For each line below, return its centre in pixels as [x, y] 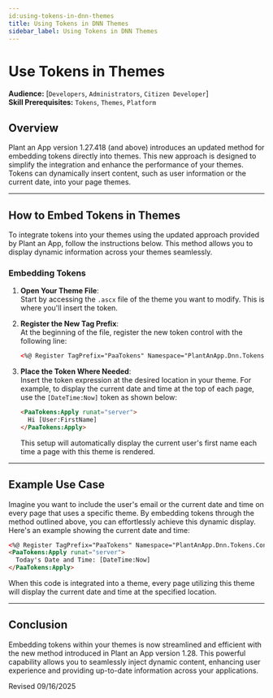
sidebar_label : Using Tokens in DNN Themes [83, 31]
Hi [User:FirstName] [63, 419]
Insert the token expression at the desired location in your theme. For [136, 380]
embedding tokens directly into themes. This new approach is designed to [132, 156]
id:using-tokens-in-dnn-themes [61, 16]
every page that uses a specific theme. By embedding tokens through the [131, 513]
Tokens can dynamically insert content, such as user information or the [127, 173]
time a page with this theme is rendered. [88, 451]
